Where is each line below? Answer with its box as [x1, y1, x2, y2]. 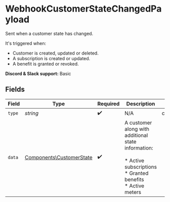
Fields [5, 85, 25, 94]
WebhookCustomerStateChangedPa [5, 3, 162, 15]
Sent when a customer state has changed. [5, 30, 94, 36]
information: [124, 144, 153, 151]
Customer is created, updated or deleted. [12, 50, 99, 56]
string [24, 110, 39, 117]
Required [97, 100, 120, 107]
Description [126, 100, 155, 107]
